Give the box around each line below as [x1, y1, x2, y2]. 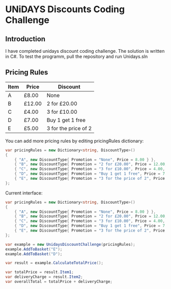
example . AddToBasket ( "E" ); [5, 246, 63, 252]
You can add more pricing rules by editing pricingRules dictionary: [5, 138, 144, 144]
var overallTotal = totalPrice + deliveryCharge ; [5, 279, 113, 284]
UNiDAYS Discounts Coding [5, 4, 125, 15]
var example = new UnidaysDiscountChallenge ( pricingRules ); [5, 242, 136, 247]
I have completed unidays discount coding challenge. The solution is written [5, 48, 165, 54]
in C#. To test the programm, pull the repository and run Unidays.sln [5, 53, 148, 59]
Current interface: [5, 189, 43, 196]
